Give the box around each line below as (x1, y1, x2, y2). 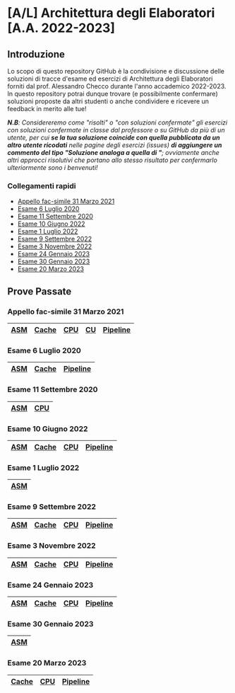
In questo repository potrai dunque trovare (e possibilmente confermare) (7, 90, 218, 98)
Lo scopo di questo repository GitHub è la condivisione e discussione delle (7, 67, 224, 75)
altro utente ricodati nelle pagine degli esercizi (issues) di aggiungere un (7, 141, 222, 149)
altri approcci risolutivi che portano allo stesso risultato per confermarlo (7, 156, 217, 164)
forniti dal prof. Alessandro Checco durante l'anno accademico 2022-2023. (7, 82, 227, 90)
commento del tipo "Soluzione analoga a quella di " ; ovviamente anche (7, 149, 220, 156)
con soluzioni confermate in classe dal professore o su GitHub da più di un (7, 126, 225, 134)
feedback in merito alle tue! (7, 105, 87, 113)
